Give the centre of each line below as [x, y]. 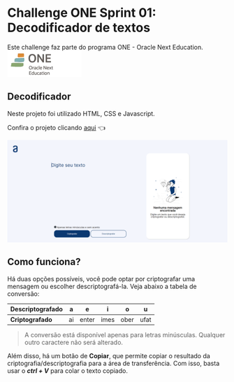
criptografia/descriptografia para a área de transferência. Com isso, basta [114, 363]
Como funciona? [44, 262]
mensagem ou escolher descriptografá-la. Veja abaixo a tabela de [102, 286]
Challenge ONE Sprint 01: [82, 13]
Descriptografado [36, 309]
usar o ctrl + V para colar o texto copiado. [67, 371]
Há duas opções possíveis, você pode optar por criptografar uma [101, 278]
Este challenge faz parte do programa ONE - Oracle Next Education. [105, 47]
